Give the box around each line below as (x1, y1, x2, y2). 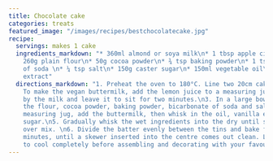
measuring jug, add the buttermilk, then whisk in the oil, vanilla (23, 111, 260, 119)
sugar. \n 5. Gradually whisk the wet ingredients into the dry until (23, 118, 260, 126)
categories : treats (8, 20, 75, 28)
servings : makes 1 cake (15, 42, 96, 50)
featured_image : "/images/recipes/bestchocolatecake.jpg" (8, 27, 209, 35)
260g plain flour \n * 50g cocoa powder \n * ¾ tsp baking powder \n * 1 (23, 58, 256, 66)
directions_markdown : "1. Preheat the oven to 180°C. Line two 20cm (15, 80, 253, 88)
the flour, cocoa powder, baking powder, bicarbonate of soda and (23, 102, 253, 111)
